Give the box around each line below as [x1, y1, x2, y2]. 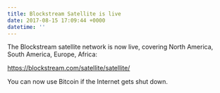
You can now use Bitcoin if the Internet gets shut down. [7, 77, 168, 86]
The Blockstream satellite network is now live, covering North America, [7, 43, 214, 51]
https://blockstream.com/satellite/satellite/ [7, 64, 130, 73]
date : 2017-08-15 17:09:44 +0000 [7, 17, 106, 24]
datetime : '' [7, 23, 46, 30]
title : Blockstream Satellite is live [7, 10, 121, 18]
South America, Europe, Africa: [7, 50, 97, 58]
